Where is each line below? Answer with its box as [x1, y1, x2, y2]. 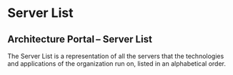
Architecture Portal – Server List [7, 33, 152, 45]
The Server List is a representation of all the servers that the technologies [7, 52, 224, 60]
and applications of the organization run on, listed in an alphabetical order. [7, 59, 227, 68]
